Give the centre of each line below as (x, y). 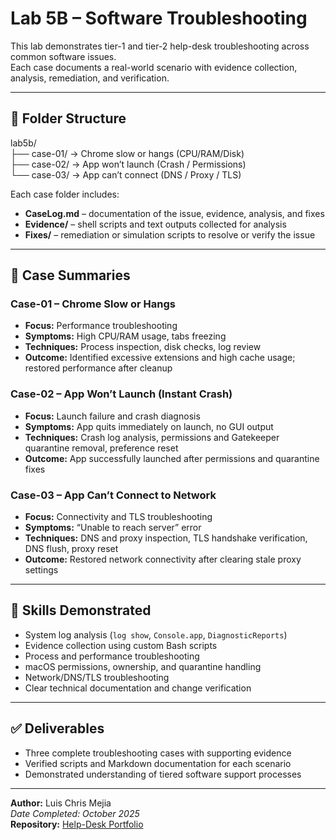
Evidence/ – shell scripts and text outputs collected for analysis (155, 224)
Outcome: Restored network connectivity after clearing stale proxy (163, 559)
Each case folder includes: (65, 194)
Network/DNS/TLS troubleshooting (97, 677)
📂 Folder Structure (68, 118)
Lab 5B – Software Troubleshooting (159, 18)
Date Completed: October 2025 (75, 813)
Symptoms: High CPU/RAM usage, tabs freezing (125, 336)
